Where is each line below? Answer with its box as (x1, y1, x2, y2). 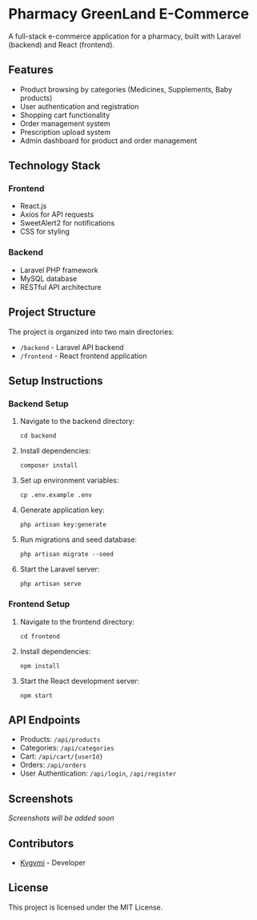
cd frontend (19, 632, 60, 641)
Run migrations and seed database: (19, 535, 138, 544)
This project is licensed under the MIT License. (8, 902, 163, 912)
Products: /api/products (19, 735, 101, 744)
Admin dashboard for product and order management (19, 136, 198, 145)
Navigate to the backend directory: (19, 417, 135, 426)
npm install (19, 662, 60, 670)
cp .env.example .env (19, 491, 92, 499)
